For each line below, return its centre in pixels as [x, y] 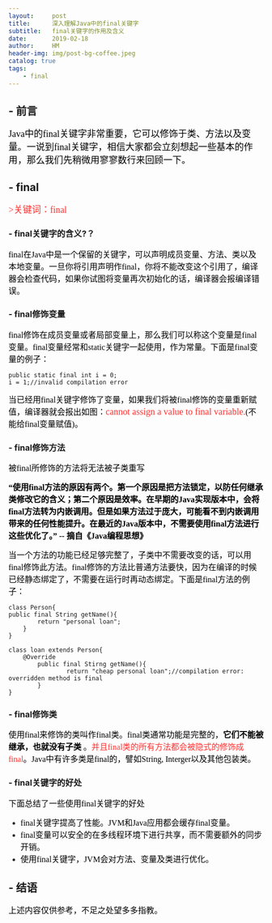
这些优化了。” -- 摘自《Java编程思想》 [78, 536]
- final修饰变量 [37, 314]
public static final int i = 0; [63, 375]
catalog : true [32, 62]
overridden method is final [56, 678]
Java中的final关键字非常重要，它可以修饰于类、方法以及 [125, 134]
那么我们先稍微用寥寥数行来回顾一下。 [108, 160]
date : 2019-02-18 [49, 38]
